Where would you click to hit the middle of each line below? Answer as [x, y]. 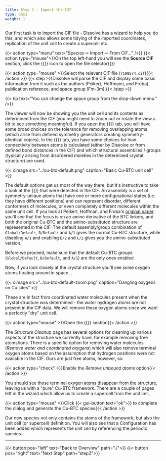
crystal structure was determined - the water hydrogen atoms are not [76, 303]
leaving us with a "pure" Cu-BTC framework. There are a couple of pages [80, 388]
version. [13, 243]
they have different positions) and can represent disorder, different [73, 201]
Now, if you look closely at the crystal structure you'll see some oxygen [78, 267]
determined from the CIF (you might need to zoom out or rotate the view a [80, 119]
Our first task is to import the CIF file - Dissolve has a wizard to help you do [82, 33]
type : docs [16, 14]
